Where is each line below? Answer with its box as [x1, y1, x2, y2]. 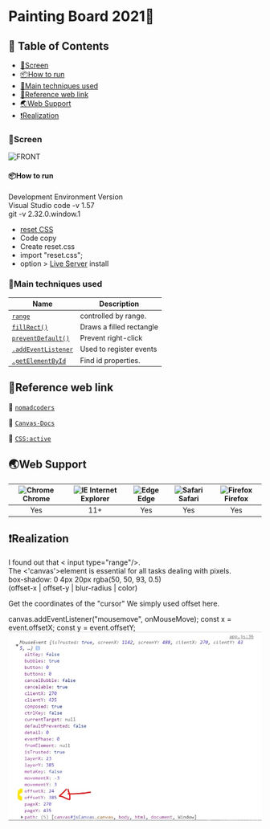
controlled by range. [80, 311, 147, 321]
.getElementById [11, 357, 67, 365]
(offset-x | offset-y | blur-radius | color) [8, 582, 138, 593]
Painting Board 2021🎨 [8, 7, 155, 26]
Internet [89, 485, 117, 495]
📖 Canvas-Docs [8, 418, 55, 427]
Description [99, 299, 139, 308]
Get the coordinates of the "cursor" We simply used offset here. [8, 598, 219, 608]
